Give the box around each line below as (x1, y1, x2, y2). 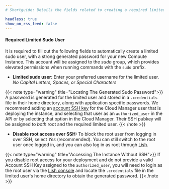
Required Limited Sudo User (5, 36, 65, 43)
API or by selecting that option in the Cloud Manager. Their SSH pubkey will (5, 115, 162, 121)
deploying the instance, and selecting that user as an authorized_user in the (5, 110, 162, 116)
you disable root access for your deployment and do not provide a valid (5, 157, 153, 163)
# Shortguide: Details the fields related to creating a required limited (5, 7, 165, 13)
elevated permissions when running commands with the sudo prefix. (5, 64, 146, 70)
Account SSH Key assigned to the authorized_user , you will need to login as (5, 162, 162, 168)
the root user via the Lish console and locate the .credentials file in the (5, 167, 154, 173)
